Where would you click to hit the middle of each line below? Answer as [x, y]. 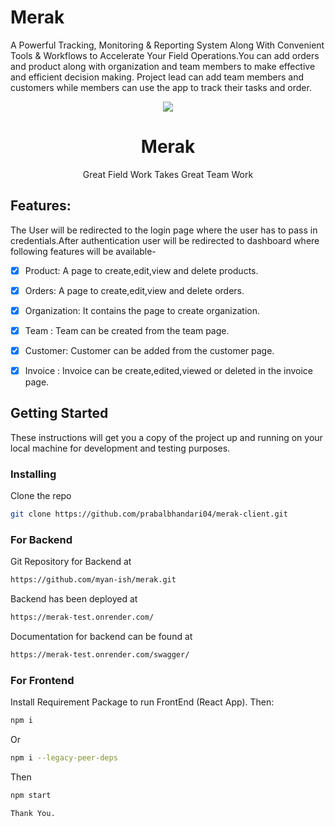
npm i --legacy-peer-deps [64, 758]
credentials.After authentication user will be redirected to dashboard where [165, 240]
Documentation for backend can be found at [101, 637]
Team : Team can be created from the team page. [127, 330]
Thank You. [33, 813]
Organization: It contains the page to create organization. [142, 310]
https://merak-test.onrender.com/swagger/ [100, 655]
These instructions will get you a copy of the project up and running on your [166, 437]
